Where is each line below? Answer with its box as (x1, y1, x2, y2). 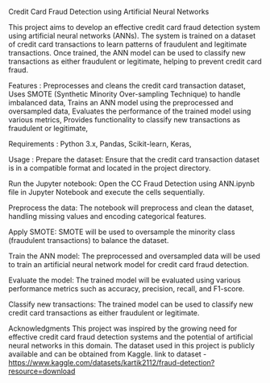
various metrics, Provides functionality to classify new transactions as (8, 115, 240, 124)
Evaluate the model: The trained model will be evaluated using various (8, 275, 241, 285)
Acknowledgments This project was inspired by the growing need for (8, 323, 238, 333)
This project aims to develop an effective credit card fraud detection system (8, 23, 260, 31)
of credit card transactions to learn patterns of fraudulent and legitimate (8, 39, 247, 49)
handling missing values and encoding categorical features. (8, 212, 207, 220)
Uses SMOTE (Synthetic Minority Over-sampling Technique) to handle (8, 89, 241, 99)
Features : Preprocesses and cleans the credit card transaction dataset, (8, 80, 246, 90)
